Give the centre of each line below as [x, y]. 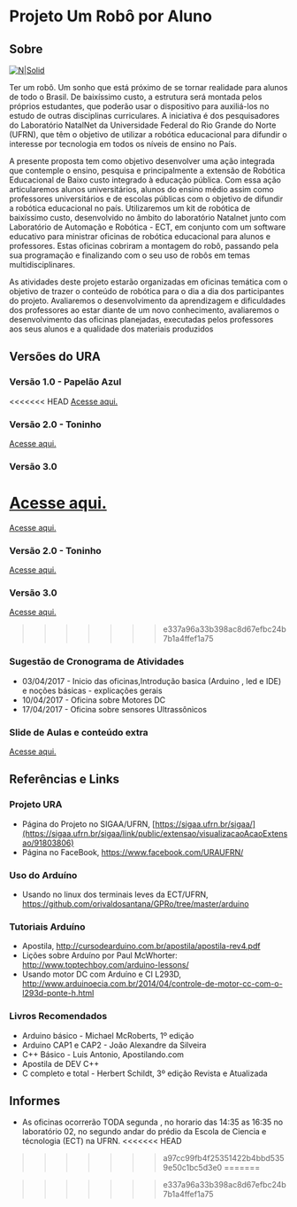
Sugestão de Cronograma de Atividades [97, 662]
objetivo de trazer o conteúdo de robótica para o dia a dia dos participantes [147, 291]
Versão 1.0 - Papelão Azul [65, 382]
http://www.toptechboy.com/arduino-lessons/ [105, 965]
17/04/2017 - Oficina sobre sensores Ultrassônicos [114, 709]
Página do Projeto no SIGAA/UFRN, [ [88, 824]
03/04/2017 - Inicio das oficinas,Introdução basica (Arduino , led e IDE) [152, 681]
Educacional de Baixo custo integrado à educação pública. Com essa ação [145, 180]
